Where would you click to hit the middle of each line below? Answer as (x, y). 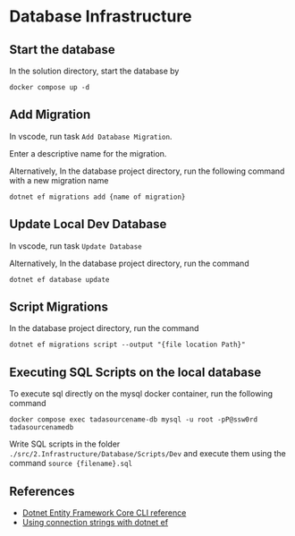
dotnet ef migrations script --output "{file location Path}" (127, 345)
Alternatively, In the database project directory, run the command (129, 263)
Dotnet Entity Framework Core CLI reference (104, 513)
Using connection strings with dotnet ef (95, 523)
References (42, 491)
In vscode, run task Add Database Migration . (91, 136)
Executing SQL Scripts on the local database (135, 372)
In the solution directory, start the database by (94, 71)
